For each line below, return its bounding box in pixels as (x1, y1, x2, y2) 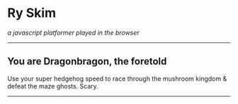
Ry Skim (7, 5, 57, 21)
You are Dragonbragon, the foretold (7, 55, 167, 68)
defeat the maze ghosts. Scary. (7, 81, 99, 90)
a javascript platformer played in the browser (7, 28, 140, 37)
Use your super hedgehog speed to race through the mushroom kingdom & (7, 74, 227, 83)
